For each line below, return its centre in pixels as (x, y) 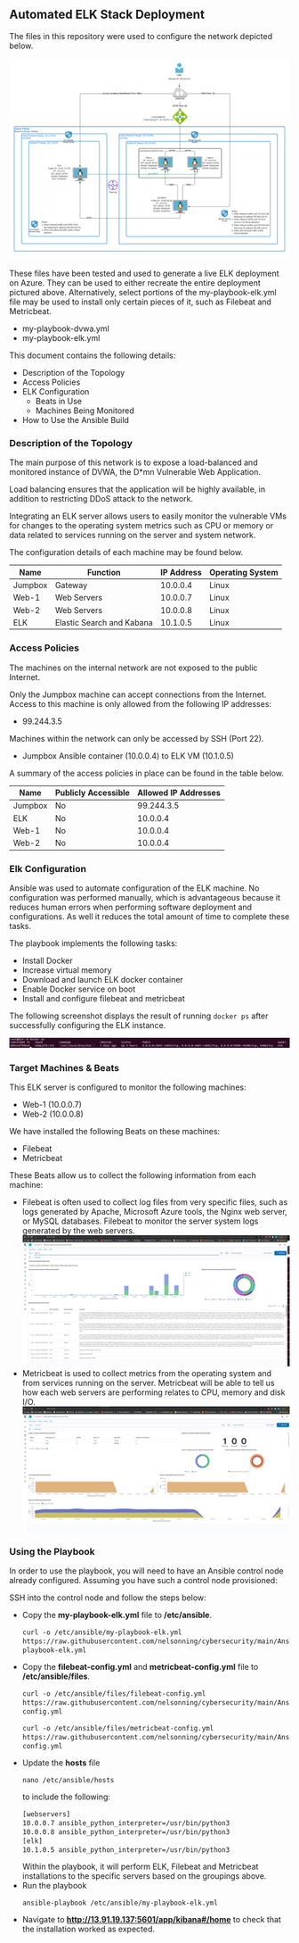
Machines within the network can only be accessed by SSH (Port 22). (137, 738)
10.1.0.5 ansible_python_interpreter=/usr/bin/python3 (126, 1850)
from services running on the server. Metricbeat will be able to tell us (148, 1383)
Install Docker (47, 960)
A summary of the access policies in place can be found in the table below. (147, 773)
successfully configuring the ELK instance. (88, 1025)
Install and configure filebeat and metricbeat (103, 998)
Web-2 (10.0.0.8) (53, 1114)
